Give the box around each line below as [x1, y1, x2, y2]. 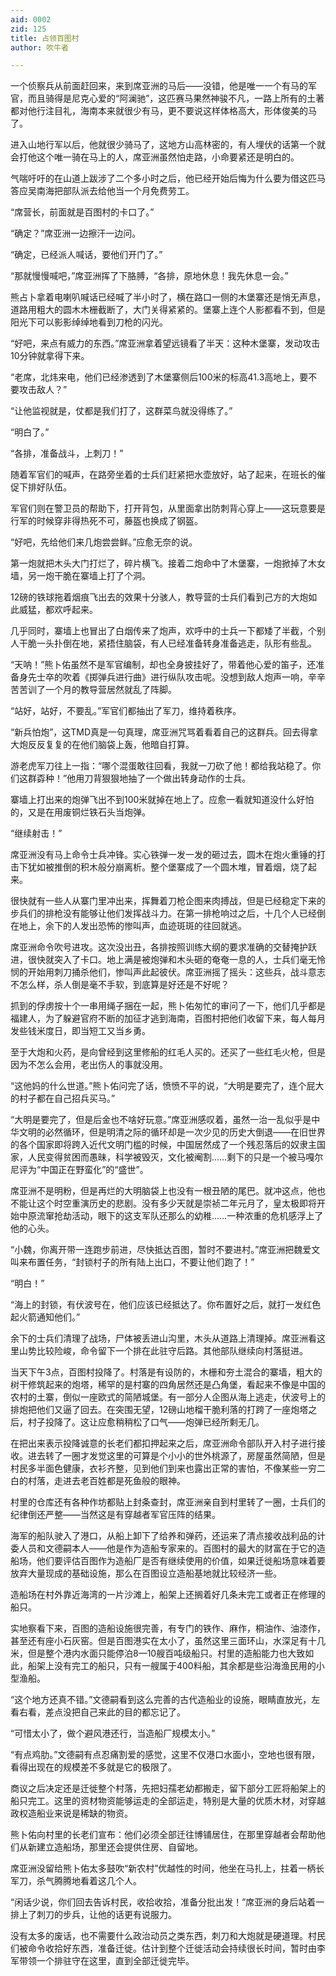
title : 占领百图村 [10, 33, 80, 43]
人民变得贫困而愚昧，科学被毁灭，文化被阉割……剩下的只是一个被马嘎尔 [27, 1151, 324, 1163]
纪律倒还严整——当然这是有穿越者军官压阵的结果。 [10, 1509, 221, 1521]
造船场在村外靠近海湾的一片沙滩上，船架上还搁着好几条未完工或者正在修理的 [10, 1589, 326, 1601]
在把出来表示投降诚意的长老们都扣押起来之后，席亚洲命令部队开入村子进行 [10, 1437, 317, 1450]
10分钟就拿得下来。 [10, 350, 90, 362]
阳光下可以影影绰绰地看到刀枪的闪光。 [10, 316, 168, 328]
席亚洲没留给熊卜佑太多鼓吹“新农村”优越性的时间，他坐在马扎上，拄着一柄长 [10, 1862, 325, 1875]
